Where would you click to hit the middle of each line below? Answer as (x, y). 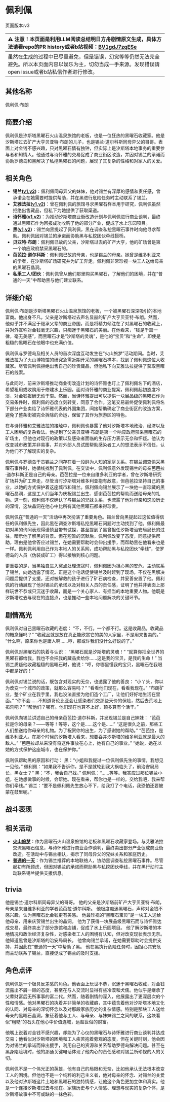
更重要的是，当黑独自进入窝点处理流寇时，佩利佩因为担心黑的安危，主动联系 (85, 566)
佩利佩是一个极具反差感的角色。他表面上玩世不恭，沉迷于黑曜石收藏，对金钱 (85, 984)
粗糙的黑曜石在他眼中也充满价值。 (41, 342)
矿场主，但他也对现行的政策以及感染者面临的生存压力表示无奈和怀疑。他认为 (85, 438)
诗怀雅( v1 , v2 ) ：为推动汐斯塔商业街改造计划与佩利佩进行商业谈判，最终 (87, 217)
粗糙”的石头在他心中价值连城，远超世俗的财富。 (61, 1022)
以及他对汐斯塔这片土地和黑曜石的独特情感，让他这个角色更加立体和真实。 (83, 1081)
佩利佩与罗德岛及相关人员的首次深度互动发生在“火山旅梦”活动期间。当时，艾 (85, 354)
